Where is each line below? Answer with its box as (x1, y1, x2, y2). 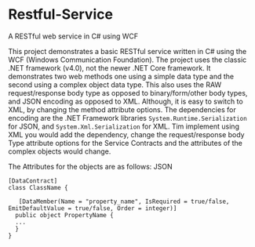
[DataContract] (8, 176, 58, 185)
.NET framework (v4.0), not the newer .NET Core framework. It (8, 63, 211, 72)
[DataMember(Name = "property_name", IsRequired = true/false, (18, 198, 230, 205)
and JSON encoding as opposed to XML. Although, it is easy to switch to (8, 96, 243, 106)
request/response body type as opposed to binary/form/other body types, (8, 88, 248, 97)
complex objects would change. (8, 147, 111, 156)
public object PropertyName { (15, 211, 114, 219)
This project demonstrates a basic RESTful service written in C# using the (8, 46, 247, 56)
